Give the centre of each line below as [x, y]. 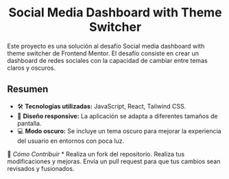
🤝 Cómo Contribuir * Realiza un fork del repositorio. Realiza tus [96, 154]
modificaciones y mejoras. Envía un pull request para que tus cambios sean [114, 161]
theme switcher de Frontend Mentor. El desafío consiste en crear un [103, 53]
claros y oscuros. [32, 68]
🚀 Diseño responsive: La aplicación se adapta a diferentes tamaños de [117, 116]
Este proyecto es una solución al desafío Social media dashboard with [106, 46]
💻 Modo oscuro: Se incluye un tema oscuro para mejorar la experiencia [119, 130]
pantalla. [29, 123]
